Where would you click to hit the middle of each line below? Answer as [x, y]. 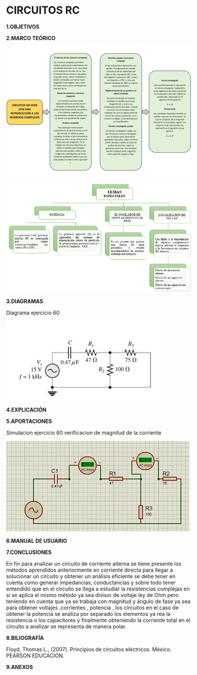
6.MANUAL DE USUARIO [37, 540]
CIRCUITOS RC [43, 10]
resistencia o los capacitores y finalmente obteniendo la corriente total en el [98, 620]
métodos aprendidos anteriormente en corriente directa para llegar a [90, 570]
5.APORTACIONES [29, 421]
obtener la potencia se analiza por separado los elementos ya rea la [88, 614]
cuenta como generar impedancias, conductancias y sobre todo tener [91, 582]
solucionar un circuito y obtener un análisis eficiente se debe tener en [91, 576]
